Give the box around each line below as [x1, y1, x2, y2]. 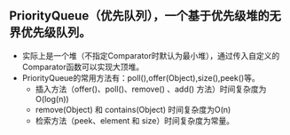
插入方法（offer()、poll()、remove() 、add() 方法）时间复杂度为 [35, 83, 267, 94]
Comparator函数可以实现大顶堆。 [21, 61, 145, 72]
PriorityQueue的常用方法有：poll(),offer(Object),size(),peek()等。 [21, 72, 260, 83]
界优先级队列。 [9, 25, 91, 40]
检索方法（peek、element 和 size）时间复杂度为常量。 [35, 115, 235, 126]
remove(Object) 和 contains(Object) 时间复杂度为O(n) [35, 104, 231, 115]
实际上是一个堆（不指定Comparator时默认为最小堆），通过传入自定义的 [21, 50, 280, 60]
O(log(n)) [35, 93, 69, 104]
